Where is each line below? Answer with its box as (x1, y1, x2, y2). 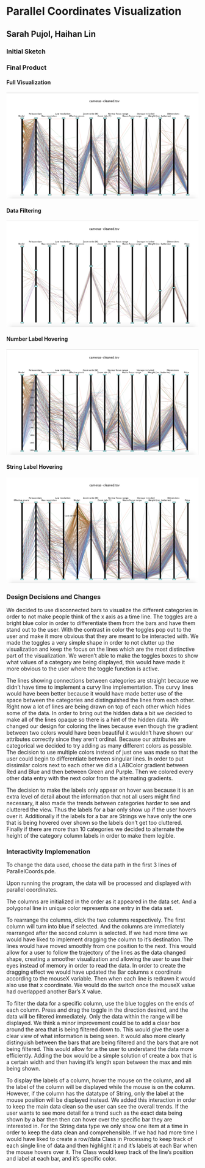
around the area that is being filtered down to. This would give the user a (6, 1026, 189, 1033)
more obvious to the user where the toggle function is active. (6, 665, 160, 672)
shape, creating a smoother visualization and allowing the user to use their (6, 955, 193, 963)
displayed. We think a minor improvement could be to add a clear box (6, 1019, 181, 1027)
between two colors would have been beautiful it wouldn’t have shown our (6, 729, 193, 736)
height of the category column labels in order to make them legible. (6, 832, 176, 839)
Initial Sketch (6, 47, 46, 56)
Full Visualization (6, 78, 51, 86)
